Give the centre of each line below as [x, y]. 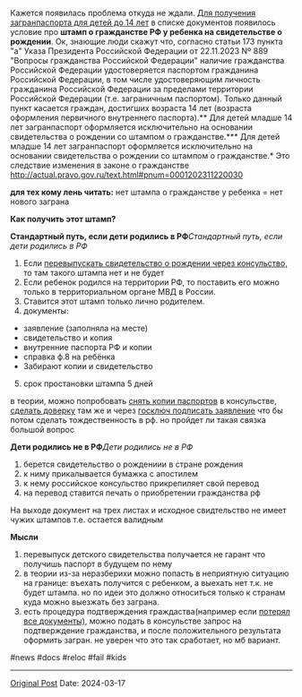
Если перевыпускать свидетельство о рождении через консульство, [155, 263]
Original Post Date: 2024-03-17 [68, 683]
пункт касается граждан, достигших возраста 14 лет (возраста [131, 108]
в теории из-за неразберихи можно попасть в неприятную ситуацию [156, 573]
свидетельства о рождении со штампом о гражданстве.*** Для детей [145, 137]
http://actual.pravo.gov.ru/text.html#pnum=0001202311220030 [126, 175]
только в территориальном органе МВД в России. [119, 292]
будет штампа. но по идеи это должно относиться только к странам [154, 592]
